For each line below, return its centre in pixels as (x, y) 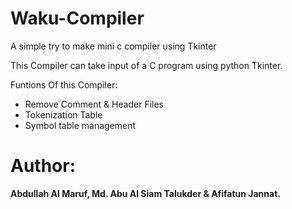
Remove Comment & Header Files (94, 104)
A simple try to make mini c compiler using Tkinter (113, 46)
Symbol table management (80, 125)
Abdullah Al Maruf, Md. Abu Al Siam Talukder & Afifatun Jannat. (145, 193)
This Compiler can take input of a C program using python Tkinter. (146, 65)
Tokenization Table (63, 114)
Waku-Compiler (77, 18)
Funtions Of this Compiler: (64, 84)
